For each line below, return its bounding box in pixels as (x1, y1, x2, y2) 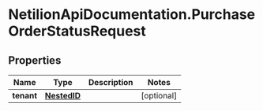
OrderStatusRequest (8, 22, 146, 40)
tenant (12, 91, 38, 101)
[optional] (141, 91, 178, 101)
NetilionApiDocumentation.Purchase (8, 6, 256, 24)
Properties (8, 54, 62, 67)
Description (88, 77, 133, 87)
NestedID (44, 91, 81, 101)
